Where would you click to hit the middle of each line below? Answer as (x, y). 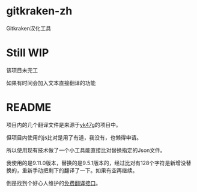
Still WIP (28, 53)
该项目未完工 (22, 70)
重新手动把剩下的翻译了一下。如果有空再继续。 (80, 170)
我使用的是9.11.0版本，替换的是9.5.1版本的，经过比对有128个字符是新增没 (96, 163)
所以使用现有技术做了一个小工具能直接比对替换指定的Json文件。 (86, 150)
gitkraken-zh (39, 11)
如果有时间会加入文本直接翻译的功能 (51, 83)
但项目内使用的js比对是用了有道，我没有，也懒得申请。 (74, 137)
